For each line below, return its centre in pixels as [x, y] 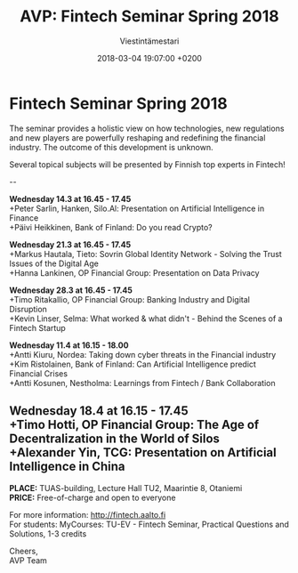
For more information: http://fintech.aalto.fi [88, 514]
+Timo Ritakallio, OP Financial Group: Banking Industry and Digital [130, 299]
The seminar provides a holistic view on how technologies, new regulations [147, 128]
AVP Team [28, 560]
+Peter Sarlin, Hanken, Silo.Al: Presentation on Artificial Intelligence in [137, 208]
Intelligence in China [68, 467]
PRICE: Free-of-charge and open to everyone [93, 497]
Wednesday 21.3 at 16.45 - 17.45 [70, 244]
